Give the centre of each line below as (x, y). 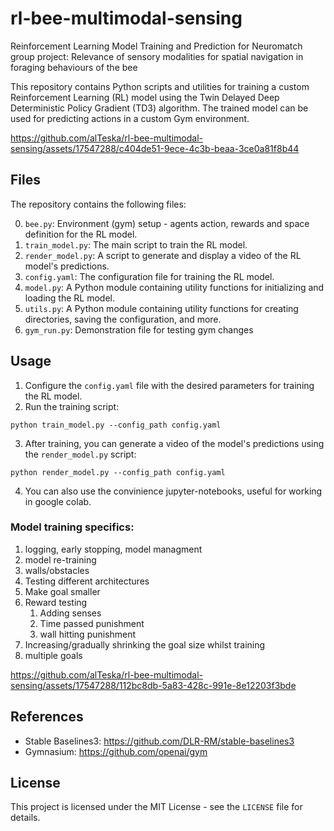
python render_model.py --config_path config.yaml (118, 472)
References (47, 717)
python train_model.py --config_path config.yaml (116, 425)
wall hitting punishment (88, 634)
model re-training (60, 559)
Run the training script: (72, 406)
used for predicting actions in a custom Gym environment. (130, 118)
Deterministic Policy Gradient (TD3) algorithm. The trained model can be (159, 108)
